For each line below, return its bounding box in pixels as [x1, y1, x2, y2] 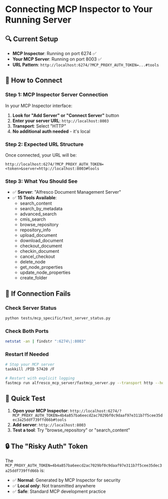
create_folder [19, 275, 47, 281]
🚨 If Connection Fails [5, 289, 71, 298]
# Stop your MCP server [5, 362, 55, 367]
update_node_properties [19, 269, 71, 276]
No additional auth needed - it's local [12, 128, 90, 134]
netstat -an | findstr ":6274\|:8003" [5, 339, 86, 344]
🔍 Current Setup [5, 35, 58, 43]
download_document [19, 238, 63, 244]
